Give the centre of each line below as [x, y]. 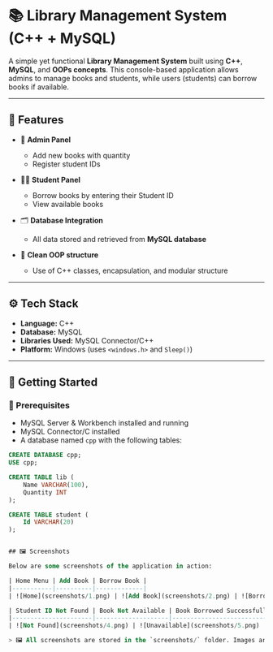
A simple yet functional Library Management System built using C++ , [126, 61]
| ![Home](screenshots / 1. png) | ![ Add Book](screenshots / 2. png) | [123, 596]
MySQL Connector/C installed [70, 432]
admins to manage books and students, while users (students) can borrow [133, 78]
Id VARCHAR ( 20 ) [49, 522]
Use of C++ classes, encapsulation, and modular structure [130, 270]
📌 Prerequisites [39, 405]
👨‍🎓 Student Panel [50, 179]
